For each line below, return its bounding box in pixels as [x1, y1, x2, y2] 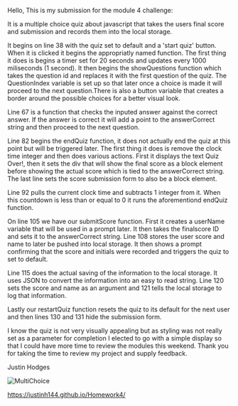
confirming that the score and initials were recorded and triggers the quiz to [7, 247, 229, 255]
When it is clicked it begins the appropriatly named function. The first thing [7, 49, 227, 57]
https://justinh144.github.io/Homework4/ [7, 390, 126, 399]
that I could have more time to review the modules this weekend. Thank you [7, 341, 229, 350]
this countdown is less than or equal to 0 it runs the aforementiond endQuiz [7, 196, 228, 204]
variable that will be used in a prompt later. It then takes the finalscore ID [7, 225, 220, 233]
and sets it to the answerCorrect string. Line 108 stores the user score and [7, 233, 225, 240]
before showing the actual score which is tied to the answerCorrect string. [7, 167, 225, 175]
